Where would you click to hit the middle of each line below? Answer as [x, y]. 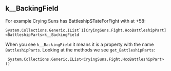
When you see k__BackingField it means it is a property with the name [80, 44]
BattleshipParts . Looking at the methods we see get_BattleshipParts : [80, 50]
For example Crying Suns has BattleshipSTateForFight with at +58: [75, 21]
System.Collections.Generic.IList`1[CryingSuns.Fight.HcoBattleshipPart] [86, 30]
